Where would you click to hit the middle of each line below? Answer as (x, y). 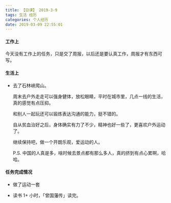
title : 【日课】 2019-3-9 (31, 10)
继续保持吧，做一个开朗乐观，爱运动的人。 (58, 142)
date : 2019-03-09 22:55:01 (34, 24)
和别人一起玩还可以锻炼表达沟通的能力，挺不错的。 (67, 114)
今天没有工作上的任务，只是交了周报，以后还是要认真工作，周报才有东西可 (84, 54)
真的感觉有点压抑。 (33, 103)
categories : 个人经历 (27, 20)
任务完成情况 (19, 172)
